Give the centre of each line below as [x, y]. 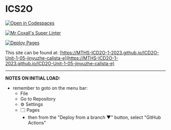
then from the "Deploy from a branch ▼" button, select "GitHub [94, 117]
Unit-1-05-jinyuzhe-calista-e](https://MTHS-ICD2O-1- [62, 58]
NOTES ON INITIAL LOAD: [33, 78]
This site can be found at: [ [33, 53]
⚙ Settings [32, 104]
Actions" [37, 122]
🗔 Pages [30, 110]
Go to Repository [38, 99]
